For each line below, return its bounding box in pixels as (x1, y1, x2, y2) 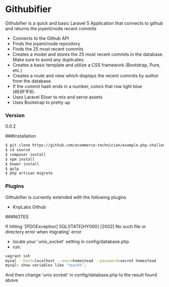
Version (5, 112, 25, 119)
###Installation (5, 133, 36, 139)
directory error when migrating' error (5, 229, 82, 235)
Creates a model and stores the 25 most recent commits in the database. (12, 51, 164, 57)
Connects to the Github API (12, 35, 69, 41)
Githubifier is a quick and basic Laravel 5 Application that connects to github (5, 20, 163, 26)
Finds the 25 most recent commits (12, 46, 84, 52)
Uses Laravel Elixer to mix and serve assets (12, 94, 103, 100)
